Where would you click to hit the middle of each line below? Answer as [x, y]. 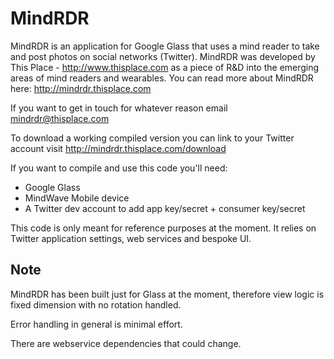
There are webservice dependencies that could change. [126, 343]
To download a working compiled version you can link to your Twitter [152, 138]
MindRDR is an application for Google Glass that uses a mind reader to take [165, 46]
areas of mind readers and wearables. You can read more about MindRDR [162, 78]
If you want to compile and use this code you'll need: [119, 168]
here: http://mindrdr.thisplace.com [81, 88]
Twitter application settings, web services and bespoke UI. [131, 238]
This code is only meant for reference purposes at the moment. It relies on [163, 228]
